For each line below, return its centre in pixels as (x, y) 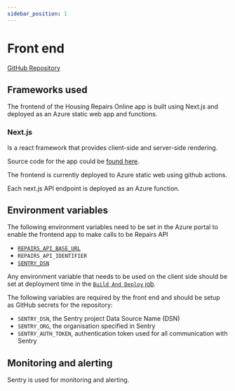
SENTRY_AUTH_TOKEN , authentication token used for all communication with (122, 334)
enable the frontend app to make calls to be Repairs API (88, 235)
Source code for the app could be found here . (74, 161)
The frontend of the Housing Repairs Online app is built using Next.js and (113, 107)
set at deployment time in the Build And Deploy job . (82, 284)
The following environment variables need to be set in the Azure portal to (113, 227)
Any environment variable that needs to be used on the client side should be (117, 277)
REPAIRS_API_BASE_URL (49, 249)
